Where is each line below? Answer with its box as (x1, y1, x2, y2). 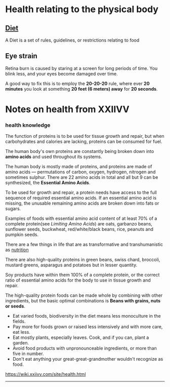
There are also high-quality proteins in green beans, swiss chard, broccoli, (5, 257, 160, 263)
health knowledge (5, 122, 51, 129)
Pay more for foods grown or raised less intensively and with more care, (12, 324, 163, 330)
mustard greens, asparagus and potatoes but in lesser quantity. (5, 262, 138, 268)
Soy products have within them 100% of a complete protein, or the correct (5, 272, 160, 278)
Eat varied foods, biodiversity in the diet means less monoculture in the (12, 313, 161, 319)
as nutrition (5, 247, 29, 253)
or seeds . (5, 303, 25, 309)
